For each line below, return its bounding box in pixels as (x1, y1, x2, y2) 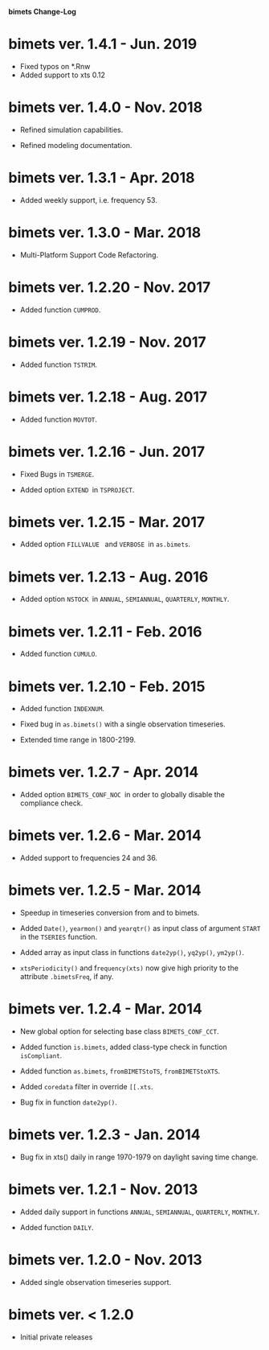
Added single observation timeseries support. (19, 1277, 172, 1286)
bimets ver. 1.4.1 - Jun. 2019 (8, 35, 198, 53)
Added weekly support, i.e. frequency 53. (19, 195, 158, 204)
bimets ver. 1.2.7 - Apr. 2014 (8, 763, 199, 781)
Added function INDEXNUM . (19, 704, 104, 714)
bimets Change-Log (8, 7, 76, 16)
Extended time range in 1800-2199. (19, 735, 137, 745)
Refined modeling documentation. (19, 140, 132, 150)
